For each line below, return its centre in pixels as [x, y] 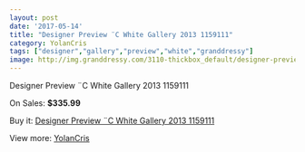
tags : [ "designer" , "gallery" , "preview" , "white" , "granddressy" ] [132, 52]
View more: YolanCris [49, 138]
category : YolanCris [49, 43]
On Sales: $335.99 [45, 103]
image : [22, 60]
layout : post [34, 18]
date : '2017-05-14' [46, 26]
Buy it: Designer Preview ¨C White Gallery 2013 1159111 [112, 120]
